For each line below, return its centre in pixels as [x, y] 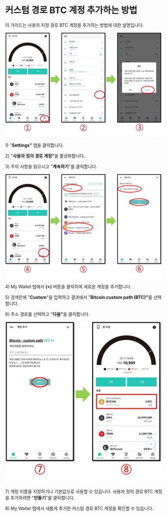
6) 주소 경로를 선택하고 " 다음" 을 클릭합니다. [47, 314]
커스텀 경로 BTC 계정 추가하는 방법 [71, 10]
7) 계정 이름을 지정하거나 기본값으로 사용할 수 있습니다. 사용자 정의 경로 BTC [79, 491]
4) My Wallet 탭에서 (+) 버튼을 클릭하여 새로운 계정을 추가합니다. [69, 287]
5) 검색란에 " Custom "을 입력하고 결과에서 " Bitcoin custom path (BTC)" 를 [79, 297]
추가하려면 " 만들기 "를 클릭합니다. [42, 498]
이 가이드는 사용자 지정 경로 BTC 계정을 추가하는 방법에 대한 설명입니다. [75, 25]
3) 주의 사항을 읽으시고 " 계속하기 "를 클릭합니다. [51, 166]
